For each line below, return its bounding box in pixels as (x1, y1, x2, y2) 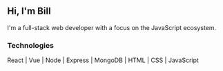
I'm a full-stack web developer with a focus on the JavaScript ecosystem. (7, 23, 217, 31)
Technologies (7, 40, 54, 50)
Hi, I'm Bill (7, 5, 51, 17)
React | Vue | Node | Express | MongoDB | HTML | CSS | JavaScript (7, 56, 199, 64)
